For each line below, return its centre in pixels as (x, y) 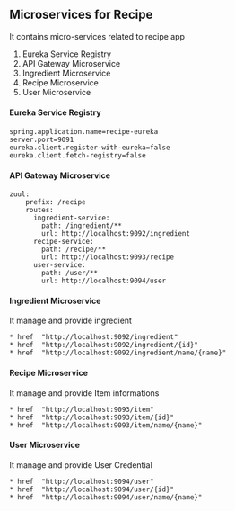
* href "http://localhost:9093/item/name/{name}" (106, 425)
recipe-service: (63, 242)
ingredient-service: (71, 218)
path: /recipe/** (74, 250)
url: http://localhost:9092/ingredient (116, 234)
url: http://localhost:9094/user (104, 281)
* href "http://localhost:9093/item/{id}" (92, 417)
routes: (39, 211)
